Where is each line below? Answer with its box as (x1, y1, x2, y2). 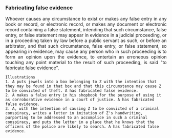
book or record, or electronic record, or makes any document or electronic (5, 21, 167, 27)
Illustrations (5, 75, 36, 80)
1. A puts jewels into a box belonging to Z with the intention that (5, 79, 157, 85)
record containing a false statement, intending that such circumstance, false (5, 27, 167, 33)
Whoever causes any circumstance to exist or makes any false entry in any (5, 16, 167, 22)
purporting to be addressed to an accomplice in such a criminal (5, 115, 147, 121)
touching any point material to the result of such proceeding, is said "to (5, 60, 167, 66)
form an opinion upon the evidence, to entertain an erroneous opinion (5, 54, 167, 60)
